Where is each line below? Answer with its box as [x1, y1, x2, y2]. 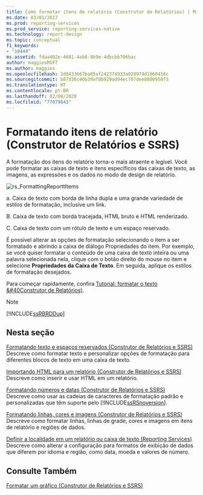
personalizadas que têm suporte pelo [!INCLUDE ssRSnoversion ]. [6, 399, 168, 407]
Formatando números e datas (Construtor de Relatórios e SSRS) [6, 386, 166, 394]
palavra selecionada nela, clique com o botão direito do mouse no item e [6, 255, 187, 262]
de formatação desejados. [6, 268, 72, 276]
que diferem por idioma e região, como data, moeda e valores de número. [6, 448, 190, 456]
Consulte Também [6, 466, 77, 476]
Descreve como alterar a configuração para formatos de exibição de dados [6, 442, 193, 449]
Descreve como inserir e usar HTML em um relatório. [6, 374, 138, 382]
